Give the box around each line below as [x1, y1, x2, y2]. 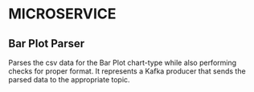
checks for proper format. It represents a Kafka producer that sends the [8, 66, 247, 76]
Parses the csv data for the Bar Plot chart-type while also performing [8, 58, 237, 67]
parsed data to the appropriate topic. [8, 75, 130, 84]
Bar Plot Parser [8, 37, 85, 50]
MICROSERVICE [8, 5, 117, 23]
